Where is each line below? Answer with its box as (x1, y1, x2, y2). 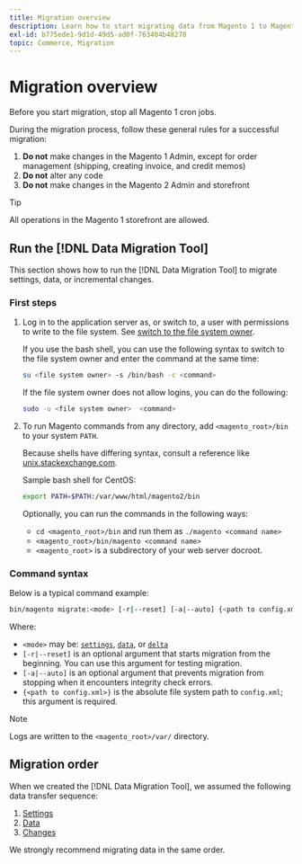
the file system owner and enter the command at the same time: (22, 353, 260, 364)
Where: (9, 621, 37, 632)
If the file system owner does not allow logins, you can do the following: (22, 387, 289, 398)
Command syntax (9, 567, 89, 580)
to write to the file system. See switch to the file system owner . (22, 326, 255, 337)
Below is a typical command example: (9, 588, 150, 599)
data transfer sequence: (9, 790, 99, 801)
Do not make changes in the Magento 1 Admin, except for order (22, 151, 258, 162)
